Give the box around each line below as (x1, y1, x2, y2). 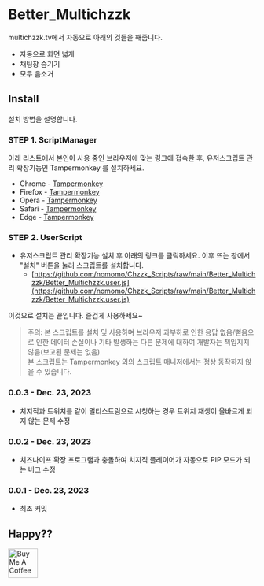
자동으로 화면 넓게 (19, 49, 75, 58)
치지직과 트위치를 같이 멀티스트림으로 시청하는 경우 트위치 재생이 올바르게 (19, 406, 245, 415)
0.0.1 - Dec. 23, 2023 (8, 484, 90, 495)
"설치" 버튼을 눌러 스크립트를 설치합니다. (19, 261, 144, 270)
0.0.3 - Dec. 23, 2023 (8, 388, 92, 399)
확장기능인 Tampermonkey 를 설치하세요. (16, 163, 145, 172)
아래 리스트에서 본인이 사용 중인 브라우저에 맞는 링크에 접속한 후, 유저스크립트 (8, 154, 245, 163)
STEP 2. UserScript (8, 232, 82, 243)
